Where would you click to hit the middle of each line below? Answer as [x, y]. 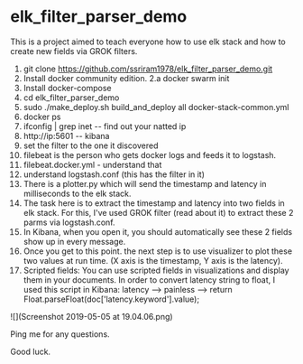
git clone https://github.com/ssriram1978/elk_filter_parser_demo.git [148, 69]
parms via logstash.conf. [69, 222]
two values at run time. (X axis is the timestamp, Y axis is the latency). [153, 260]
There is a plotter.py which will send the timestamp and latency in [145, 183]
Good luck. [31, 351]
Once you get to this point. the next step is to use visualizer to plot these [157, 251]
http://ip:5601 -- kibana [66, 135]
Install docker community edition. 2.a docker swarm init [126, 78]
